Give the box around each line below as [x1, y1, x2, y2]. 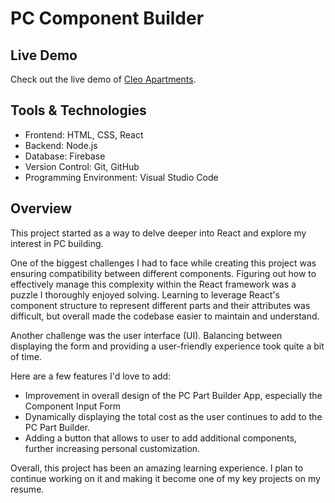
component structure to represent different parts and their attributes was [10, 299, 311, 311]
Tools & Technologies [10, 102, 147, 119]
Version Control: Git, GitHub [24, 160, 140, 172]
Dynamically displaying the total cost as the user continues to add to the [24, 410, 323, 422]
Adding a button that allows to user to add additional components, [24, 432, 297, 444]
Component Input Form [24, 400, 122, 412]
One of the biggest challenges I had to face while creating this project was [10, 257, 317, 269]
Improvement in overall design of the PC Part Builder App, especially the [24, 389, 323, 401]
